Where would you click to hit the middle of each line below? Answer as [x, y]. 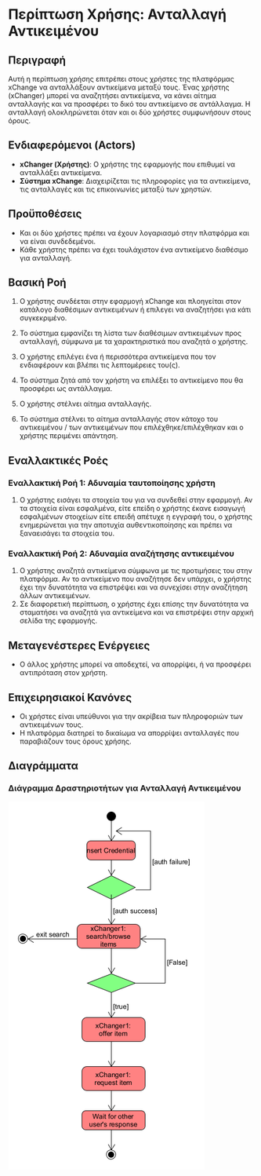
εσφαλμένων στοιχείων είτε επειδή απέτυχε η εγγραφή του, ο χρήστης [136, 517]
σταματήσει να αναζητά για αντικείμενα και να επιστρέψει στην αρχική [136, 612]
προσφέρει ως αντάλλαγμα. [66, 389]
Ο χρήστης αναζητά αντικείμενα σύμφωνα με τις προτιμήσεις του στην [136, 571]
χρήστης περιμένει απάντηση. [69, 436]
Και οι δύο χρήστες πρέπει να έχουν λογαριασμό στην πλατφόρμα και [134, 232]
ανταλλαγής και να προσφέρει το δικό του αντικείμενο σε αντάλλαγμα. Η [129, 104]
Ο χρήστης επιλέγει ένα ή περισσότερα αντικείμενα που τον [118, 357]
